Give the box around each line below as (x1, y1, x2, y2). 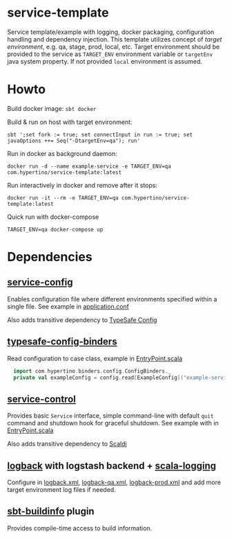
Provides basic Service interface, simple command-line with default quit (7, 412, 214, 420)
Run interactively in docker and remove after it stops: (7, 181, 157, 189)
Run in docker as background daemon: (7, 149, 117, 157)
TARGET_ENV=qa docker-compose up (7, 226, 104, 233)
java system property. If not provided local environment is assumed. (7, 57, 202, 65)
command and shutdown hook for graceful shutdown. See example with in (7, 419, 219, 427)
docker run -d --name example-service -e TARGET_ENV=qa (7, 163, 171, 170)
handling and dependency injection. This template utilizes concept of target (7, 35, 222, 43)
